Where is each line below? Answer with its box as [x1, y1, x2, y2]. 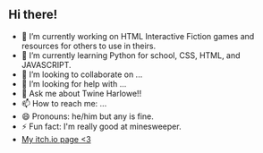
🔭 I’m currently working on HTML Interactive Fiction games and [21, 30, 255, 41]
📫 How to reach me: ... [21, 98, 107, 108]
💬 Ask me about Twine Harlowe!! [21, 88, 142, 98]
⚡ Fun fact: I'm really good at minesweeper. [21, 121, 182, 132]
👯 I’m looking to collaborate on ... [21, 69, 143, 80]
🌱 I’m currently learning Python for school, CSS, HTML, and [21, 49, 241, 61]
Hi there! [8, 7, 58, 22]
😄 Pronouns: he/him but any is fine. [21, 111, 154, 122]
